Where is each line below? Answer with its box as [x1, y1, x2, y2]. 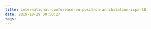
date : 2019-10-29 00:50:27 [5, 12, 60, 17]
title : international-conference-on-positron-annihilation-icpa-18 [5, 7, 147, 12]
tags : [5, 16, 16, 21]
